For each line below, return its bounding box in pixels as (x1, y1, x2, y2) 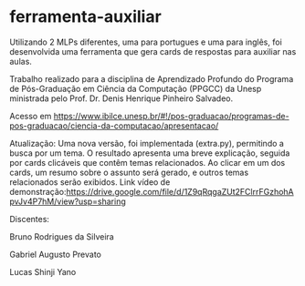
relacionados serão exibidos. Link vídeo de (9, 176, 171, 188)
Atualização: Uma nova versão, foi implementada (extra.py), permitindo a (9, 138, 285, 148)
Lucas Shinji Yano (9, 266, 77, 277)
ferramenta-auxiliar (9, 6, 162, 27)
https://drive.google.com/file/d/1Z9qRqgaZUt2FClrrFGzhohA (66, 186, 294, 197)
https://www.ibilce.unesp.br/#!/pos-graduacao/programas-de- (53, 110, 289, 121)
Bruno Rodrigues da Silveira (9, 230, 114, 242)
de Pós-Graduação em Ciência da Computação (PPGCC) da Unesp (9, 83, 262, 94)
